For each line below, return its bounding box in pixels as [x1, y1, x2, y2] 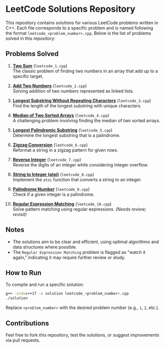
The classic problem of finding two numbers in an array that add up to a [12, 68, 158, 74]
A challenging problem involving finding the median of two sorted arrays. [12, 117, 161, 124]
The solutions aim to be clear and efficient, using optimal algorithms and [12, 239, 159, 245]
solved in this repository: [5, 35, 55, 41]
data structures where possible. [12, 244, 77, 250]
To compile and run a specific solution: [5, 282, 84, 287]
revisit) [12, 211, 27, 217]
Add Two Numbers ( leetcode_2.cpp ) [12, 83, 87, 89]
